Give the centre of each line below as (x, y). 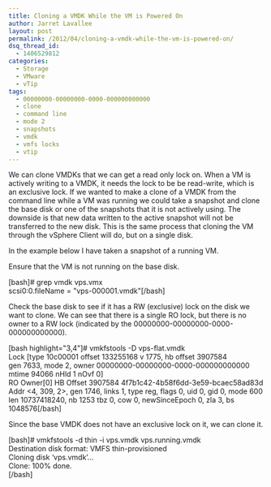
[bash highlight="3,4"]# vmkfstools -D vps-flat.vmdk (97, 348)
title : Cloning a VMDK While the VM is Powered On (96, 16)
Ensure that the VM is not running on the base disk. (94, 267)
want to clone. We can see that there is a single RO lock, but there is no (128, 315)
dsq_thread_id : (34, 46)
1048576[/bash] (35, 409)
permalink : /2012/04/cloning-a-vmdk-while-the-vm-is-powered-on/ (121, 39)
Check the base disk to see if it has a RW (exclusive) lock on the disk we (129, 307)
